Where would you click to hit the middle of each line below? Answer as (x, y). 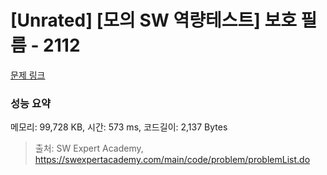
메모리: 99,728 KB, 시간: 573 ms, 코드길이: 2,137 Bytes (119, 127)
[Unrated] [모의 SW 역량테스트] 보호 (153, 20)
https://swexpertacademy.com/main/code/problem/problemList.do (172, 160)
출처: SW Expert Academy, (89, 148)
